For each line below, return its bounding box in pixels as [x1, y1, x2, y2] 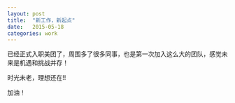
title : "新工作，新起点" [7, 17, 76, 24]
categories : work [7, 29, 58, 37]
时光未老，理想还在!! [7, 74, 66, 82]
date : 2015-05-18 [7, 23, 64, 30]
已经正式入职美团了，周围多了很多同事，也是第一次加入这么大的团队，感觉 [7, 50, 222, 58]
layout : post [7, 10, 45, 18]
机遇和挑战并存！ [19, 59, 69, 67]
